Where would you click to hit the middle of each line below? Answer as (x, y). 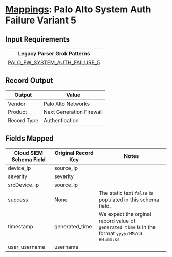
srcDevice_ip (24, 185)
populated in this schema (129, 200)
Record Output (29, 81)
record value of (117, 221)
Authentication (61, 120)
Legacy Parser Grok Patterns (54, 54)
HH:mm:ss (110, 239)
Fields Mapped (29, 139)
